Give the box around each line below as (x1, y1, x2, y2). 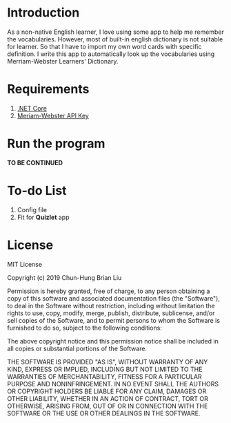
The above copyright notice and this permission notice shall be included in (7, 337, 219, 345)
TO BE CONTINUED (7, 158, 63, 167)
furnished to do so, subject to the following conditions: (7, 323, 162, 332)
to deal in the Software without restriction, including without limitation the (7, 301, 215, 310)
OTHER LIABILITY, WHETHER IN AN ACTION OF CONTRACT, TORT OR (7, 394, 208, 402)
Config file (17, 205, 47, 214)
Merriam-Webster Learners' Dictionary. (7, 57, 119, 65)
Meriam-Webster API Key (17, 111, 90, 120)
